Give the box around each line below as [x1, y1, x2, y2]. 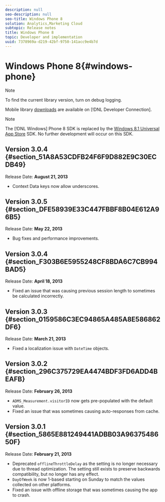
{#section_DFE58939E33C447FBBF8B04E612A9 [5, 205, 160, 214]
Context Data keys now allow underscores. [12, 183, 99, 189]
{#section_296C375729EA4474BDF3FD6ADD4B [5, 367, 158, 376]
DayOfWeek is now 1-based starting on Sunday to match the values [12, 476, 145, 482]
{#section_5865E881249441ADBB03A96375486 [5, 430, 159, 439]
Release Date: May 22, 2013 [5, 226, 63, 232]
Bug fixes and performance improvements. [12, 235, 99, 242]
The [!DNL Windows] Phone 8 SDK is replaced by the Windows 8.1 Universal [5, 125, 160, 131]
